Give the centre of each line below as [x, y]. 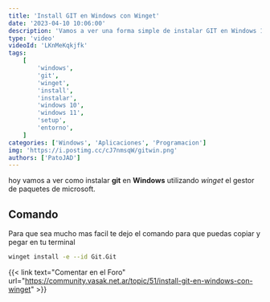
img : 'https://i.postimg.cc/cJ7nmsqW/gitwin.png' [93, 150]
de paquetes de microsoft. [52, 189]
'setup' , [52, 120]
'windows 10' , [61, 105]
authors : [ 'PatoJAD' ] [45, 157]
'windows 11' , [61, 113]
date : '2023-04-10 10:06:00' [57, 23]
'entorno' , [55, 128]
